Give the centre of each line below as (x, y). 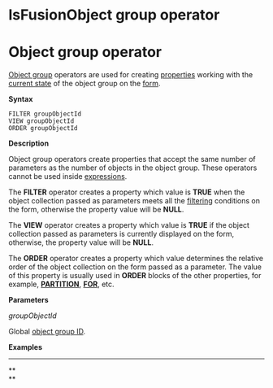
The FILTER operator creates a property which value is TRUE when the (127, 192)
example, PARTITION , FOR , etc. (62, 284)
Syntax (21, 99)
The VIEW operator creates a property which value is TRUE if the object (129, 225)
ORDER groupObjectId (43, 129)
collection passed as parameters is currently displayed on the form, (121, 234)
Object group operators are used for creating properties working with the (131, 75)
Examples (26, 347)
